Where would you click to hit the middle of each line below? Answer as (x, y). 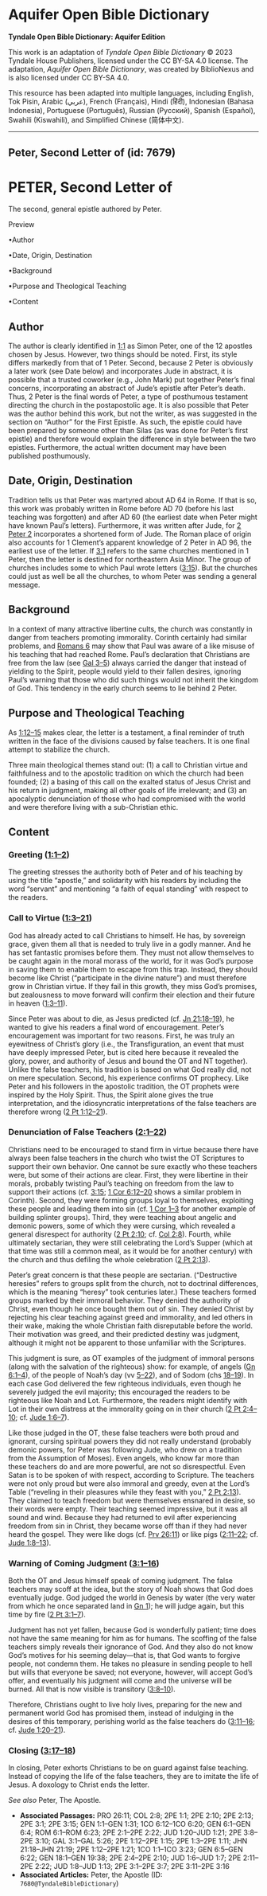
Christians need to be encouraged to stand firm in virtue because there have (133, 1149)
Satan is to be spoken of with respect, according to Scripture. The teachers (132, 1475)
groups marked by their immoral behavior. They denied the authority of (124, 1300)
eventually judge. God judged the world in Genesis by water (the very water (132, 1597)
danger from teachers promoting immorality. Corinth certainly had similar (128, 637)
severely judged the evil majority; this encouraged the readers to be (119, 1392)
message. (24, 584)
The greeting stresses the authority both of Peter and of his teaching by (126, 872)
